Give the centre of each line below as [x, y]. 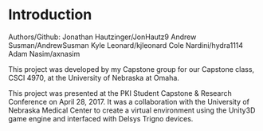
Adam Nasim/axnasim [44, 54]
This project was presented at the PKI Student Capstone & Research [120, 93]
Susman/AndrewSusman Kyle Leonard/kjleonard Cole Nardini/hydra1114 [126, 45]
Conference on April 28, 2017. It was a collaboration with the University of [129, 101]
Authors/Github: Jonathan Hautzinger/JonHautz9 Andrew [102, 37]
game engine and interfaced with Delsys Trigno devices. [101, 118]
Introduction [50, 15]
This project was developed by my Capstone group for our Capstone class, [131, 69]
